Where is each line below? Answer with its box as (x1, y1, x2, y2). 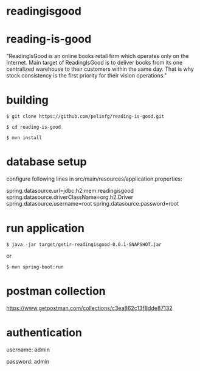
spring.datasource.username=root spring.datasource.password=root (6, 200, 179, 207)
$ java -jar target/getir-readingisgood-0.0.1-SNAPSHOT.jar (6, 241, 162, 248)
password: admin (6, 358, 50, 365)
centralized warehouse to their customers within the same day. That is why (6, 65, 195, 73)
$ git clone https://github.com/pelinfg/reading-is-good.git (6, 113, 165, 120)
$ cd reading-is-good (6, 124, 61, 131)
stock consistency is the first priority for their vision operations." (6, 72, 167, 79)
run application (6, 222, 85, 236)
